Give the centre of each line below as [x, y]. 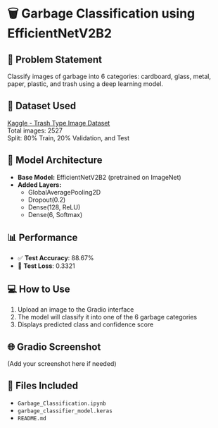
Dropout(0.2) [47, 200]
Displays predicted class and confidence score [85, 324]
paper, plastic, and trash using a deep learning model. [85, 84]
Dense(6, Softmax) [55, 214]
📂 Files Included [43, 386]
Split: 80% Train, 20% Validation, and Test [69, 137]
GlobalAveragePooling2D [64, 192]
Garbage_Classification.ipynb [62, 403]
